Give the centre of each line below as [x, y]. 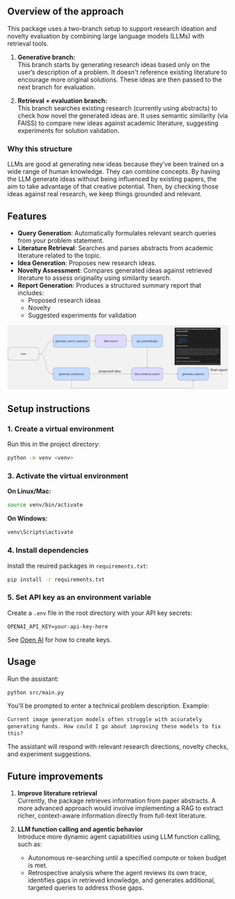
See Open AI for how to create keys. [60, 639]
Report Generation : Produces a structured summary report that [109, 285]
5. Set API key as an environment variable [80, 597]
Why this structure [40, 148]
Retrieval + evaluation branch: [62, 101]
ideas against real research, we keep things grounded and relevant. [105, 194]
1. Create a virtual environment [61, 428]
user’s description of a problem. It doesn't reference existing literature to [122, 72]
